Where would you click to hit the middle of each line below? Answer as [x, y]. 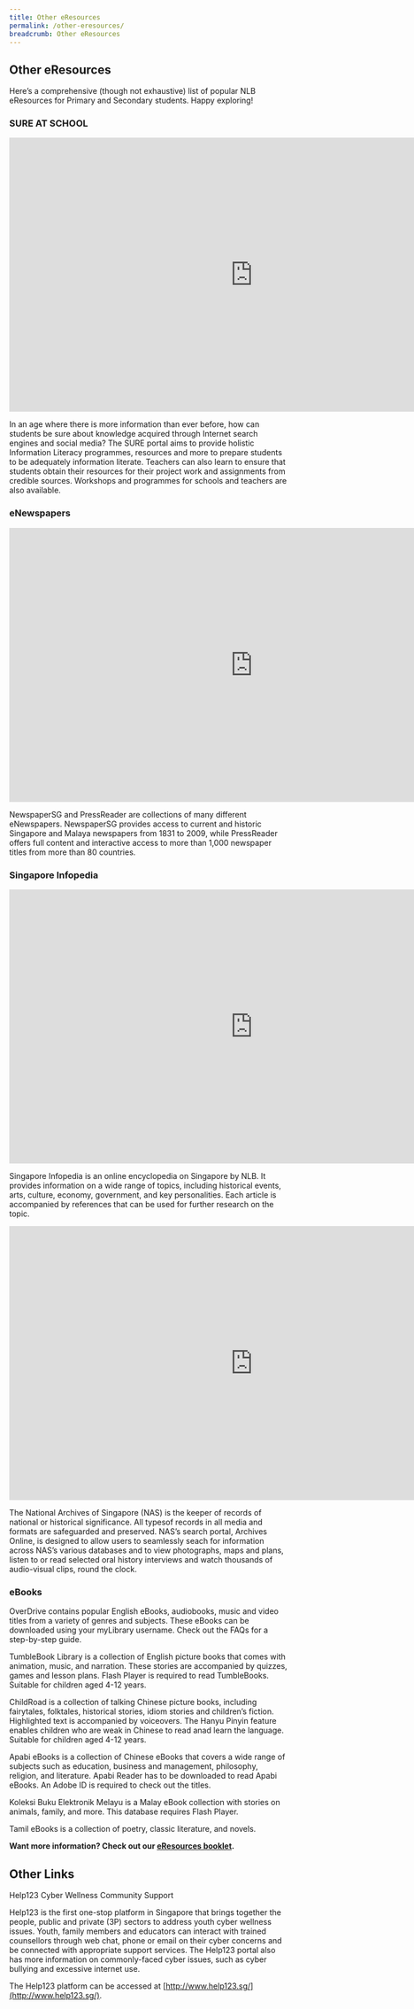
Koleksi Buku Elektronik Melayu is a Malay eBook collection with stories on [145, 1803]
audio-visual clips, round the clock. [73, 1570]
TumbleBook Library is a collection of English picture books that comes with [147, 1656]
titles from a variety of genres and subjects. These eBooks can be [129, 1621]
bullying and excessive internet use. [75, 1969]
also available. [35, 490]
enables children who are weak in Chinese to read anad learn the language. [147, 1730]
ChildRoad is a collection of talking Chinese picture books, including [133, 1703]
